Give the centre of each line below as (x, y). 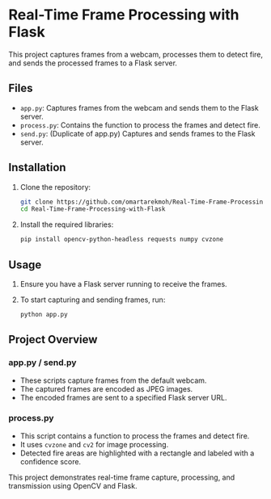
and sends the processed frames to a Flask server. (93, 63)
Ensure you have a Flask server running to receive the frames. (124, 284)
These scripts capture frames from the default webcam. (113, 380)
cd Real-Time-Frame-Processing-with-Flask (93, 209)
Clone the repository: (55, 187)
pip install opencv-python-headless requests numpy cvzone (122, 240)
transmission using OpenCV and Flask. (73, 485)
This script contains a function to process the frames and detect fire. (135, 436)
